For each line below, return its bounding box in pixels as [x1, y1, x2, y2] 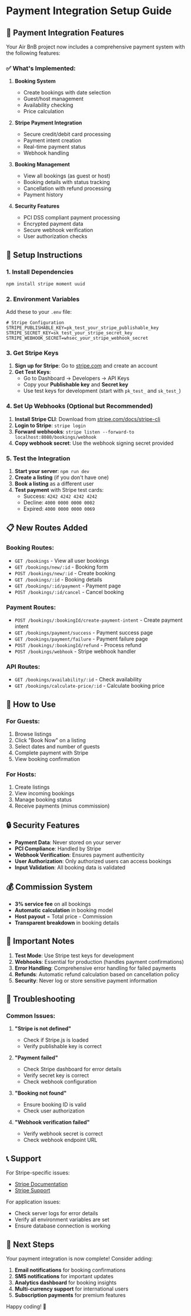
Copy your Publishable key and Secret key [23, 381, 129, 388]
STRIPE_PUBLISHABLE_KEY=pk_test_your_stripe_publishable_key [6, 325, 159, 331]
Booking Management [14, 161, 71, 168]
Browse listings [14, 730, 52, 738]
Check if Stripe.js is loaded [23, 1036, 89, 1043]
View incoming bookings [14, 790, 75, 797]
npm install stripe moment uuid [6, 281, 85, 287]
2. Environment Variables [6, 295, 80, 303]
